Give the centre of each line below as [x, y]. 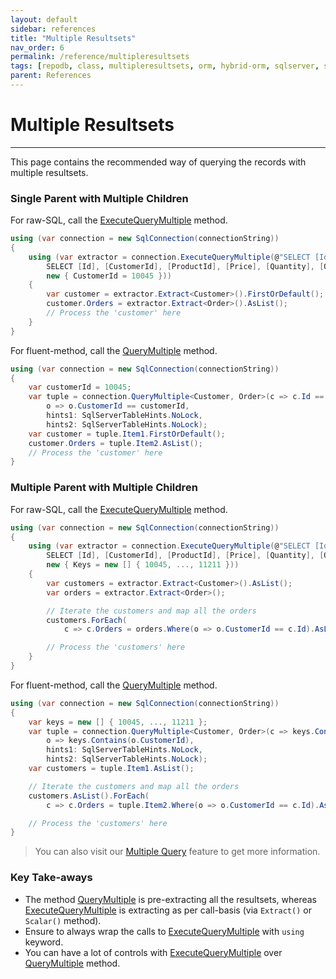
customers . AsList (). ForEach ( [89, 796]
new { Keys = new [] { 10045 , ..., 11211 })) [143, 565]
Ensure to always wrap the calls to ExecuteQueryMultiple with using [164, 931]
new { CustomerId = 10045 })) [109, 276]
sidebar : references [53, 29]
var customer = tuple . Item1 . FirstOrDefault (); [127, 434]
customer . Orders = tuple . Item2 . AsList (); [115, 443]
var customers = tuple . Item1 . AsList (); [111, 769]
